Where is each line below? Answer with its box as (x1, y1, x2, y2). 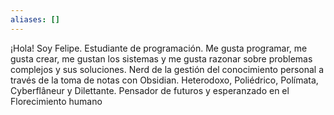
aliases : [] (10, 14, 60, 25)
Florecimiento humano (10, 95, 103, 107)
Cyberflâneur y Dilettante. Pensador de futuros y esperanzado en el (10, 84, 290, 96)
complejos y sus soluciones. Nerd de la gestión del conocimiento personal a (10, 63, 325, 75)
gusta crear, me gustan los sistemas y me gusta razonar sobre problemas (10, 52, 313, 65)
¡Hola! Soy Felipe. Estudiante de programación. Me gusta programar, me (10, 42, 308, 54)
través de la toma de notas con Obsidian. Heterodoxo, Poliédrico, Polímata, (10, 74, 319, 86)
